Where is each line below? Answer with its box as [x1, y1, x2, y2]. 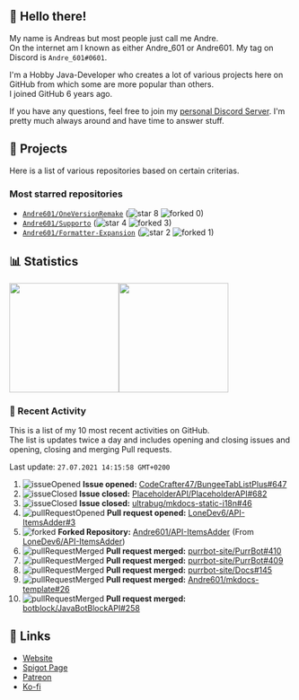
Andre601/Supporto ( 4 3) [22, 217, 172, 228]
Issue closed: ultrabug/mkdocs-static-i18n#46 [79, 498, 253, 509]
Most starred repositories [9, 188, 123, 200]
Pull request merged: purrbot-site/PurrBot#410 [106, 546, 282, 556]
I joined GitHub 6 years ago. [9, 88, 113, 99]
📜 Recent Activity [9, 405, 87, 417]
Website [22, 652, 54, 663]
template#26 [22, 584, 70, 595]
